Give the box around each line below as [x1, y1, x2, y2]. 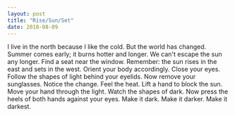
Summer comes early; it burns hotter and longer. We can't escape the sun [7, 50, 222, 58]
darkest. [7, 103, 32, 111]
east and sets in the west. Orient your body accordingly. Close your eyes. [7, 65, 221, 74]
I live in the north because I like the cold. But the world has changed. [7, 43, 207, 51]
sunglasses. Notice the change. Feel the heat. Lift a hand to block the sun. [7, 80, 223, 89]
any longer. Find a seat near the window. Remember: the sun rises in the [7, 58, 217, 66]
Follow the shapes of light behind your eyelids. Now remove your [7, 72, 196, 81]
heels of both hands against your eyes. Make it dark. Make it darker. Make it [7, 95, 228, 103]
